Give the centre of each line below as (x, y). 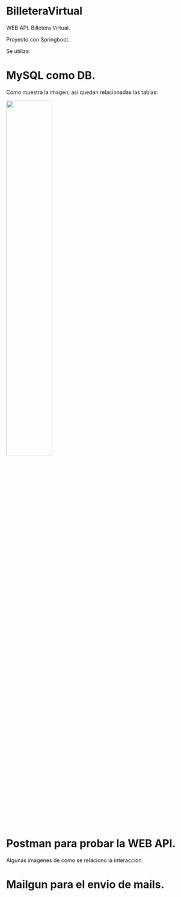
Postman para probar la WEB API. (91, 843)
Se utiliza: (18, 51)
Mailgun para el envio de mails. (85, 884)
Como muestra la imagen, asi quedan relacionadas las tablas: (82, 92)
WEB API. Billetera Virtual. (38, 28)
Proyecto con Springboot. (38, 39)
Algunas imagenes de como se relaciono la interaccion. (75, 860)
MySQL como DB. (51, 76)
